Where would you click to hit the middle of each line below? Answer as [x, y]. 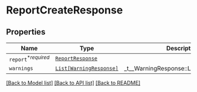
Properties [26, 32]
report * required [29, 59]
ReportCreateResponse [64, 10]
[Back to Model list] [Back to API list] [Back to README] [73, 83]
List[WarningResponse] [87, 69]
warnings [21, 69]
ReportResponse [77, 59]
